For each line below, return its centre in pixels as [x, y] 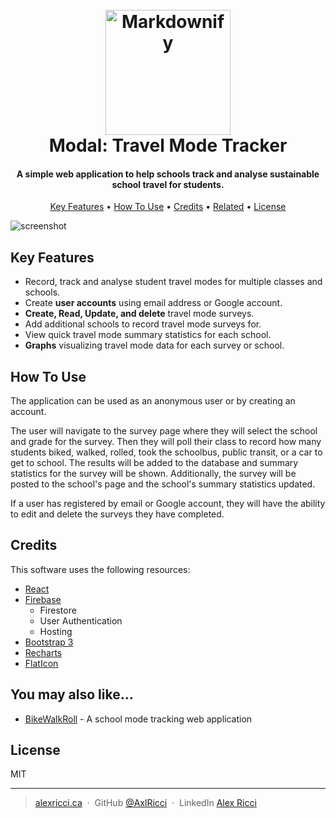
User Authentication [81, 620]
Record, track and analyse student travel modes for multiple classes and [173, 282]
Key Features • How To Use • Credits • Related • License [168, 207]
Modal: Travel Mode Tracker [168, 145]
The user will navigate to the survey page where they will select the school [164, 431]
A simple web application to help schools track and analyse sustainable [168, 174]
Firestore [58, 610]
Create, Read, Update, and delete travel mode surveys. [139, 314]
